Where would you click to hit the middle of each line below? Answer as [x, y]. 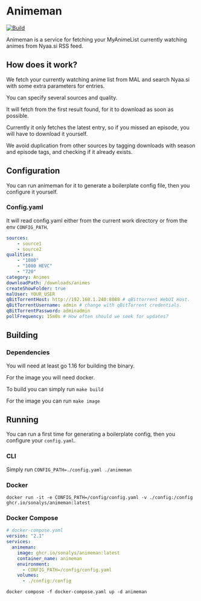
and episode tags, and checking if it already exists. [69, 151]
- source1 [30, 243]
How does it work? [42, 65]
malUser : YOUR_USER [31, 294]
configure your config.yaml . [41, 440]
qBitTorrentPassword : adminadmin [48, 311]
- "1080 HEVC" [35, 266]
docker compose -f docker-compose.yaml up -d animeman [77, 592]
